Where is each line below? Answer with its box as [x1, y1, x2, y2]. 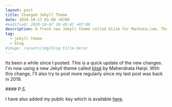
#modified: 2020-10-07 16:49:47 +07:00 [5, 22, 91, 27]
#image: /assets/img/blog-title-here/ [5, 46, 88, 51]
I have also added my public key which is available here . [5, 96, 124, 102]
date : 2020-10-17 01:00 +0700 [5, 17, 70, 22]
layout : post [5, 7, 33, 13]
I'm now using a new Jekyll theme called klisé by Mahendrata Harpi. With [5, 65, 160, 71]
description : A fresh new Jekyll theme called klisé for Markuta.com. [5, 27, 159, 32]
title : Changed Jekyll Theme [5, 12, 68, 17]
